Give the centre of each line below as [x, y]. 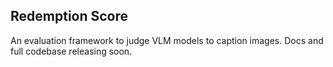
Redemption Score [69, 16]
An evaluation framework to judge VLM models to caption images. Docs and [167, 40]
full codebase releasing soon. [71, 51]
